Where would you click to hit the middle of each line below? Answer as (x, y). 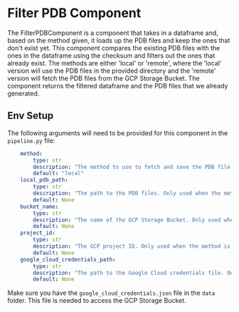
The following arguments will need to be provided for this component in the (118, 132)
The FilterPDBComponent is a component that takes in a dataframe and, (113, 33)
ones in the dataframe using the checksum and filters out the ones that (111, 56)
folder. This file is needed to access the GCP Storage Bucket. (97, 301)
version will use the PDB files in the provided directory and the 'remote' (112, 71)
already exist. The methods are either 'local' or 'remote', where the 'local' (115, 63)
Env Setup (31, 116)
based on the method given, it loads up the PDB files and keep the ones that (119, 40)
